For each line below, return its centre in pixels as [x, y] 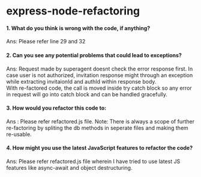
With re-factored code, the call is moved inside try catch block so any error [99, 88]
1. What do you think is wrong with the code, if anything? [78, 28]
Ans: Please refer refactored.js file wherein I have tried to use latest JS [93, 161]
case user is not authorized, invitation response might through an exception [100, 75]
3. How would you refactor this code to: [56, 108]
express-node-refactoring [73, 11]
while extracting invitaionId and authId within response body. [81, 81]
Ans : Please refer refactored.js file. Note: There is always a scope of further [100, 121]
